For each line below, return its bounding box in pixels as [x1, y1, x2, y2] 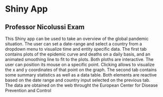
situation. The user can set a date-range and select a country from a [5, 41, 142, 47]
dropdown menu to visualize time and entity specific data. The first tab [5, 46, 147, 52]
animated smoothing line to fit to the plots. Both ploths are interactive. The [5, 57, 154, 62]
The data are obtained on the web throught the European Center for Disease [5, 82, 158, 88]
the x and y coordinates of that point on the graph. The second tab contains [5, 67, 157, 73]
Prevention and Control [5, 88, 52, 93]
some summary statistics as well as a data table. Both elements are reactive [5, 72, 157, 78]
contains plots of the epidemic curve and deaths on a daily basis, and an [5, 51, 151, 57]
